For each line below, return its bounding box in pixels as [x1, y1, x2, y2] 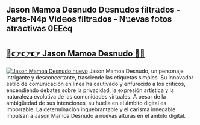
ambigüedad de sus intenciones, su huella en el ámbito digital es [6, 99, 167, 106]
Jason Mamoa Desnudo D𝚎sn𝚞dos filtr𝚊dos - [6, 5, 181, 15]
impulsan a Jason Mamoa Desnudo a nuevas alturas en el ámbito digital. [6, 112, 186, 119]
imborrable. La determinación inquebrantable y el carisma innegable [6, 106, 176, 113]
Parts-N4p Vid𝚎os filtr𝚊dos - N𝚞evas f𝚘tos [6, 14, 172, 25]
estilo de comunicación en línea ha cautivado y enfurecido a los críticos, [6, 81, 186, 87]
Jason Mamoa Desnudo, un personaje [89, 67, 184, 75]
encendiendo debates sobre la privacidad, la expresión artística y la [6, 87, 174, 94]
